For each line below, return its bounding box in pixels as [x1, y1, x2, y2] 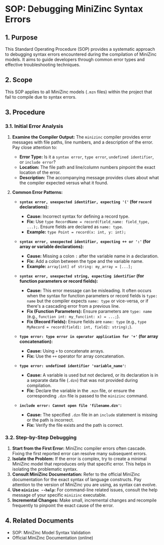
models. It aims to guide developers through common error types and [5, 57, 145, 62]
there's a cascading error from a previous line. [26, 303, 120, 309]
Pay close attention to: [12, 144, 58, 150]
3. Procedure [5, 108, 45, 117]
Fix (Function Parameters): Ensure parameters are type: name [26, 308, 152, 314]
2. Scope [5, 76, 33, 84]
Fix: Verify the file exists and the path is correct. [26, 422, 123, 428]
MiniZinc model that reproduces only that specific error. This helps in [12, 461, 151, 467]
